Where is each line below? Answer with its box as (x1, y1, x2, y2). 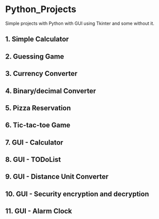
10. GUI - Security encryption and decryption (5, 190, 149, 198)
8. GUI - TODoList (5, 155, 61, 164)
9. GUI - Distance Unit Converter (5, 172, 109, 181)
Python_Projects (5, 4, 77, 15)
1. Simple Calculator (5, 35, 69, 43)
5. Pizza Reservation (5, 104, 71, 112)
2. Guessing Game (5, 52, 65, 61)
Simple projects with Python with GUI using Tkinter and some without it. (5, 20, 155, 26)
